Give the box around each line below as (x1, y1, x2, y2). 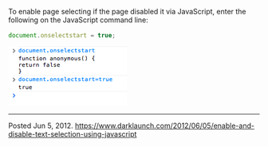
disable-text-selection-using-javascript (8, 129, 137, 138)
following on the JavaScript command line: (8, 15, 149, 25)
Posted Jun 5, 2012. (8, 121, 73, 130)
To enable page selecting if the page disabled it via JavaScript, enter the (8, 7, 246, 16)
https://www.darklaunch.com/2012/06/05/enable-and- (74, 121, 255, 130)
